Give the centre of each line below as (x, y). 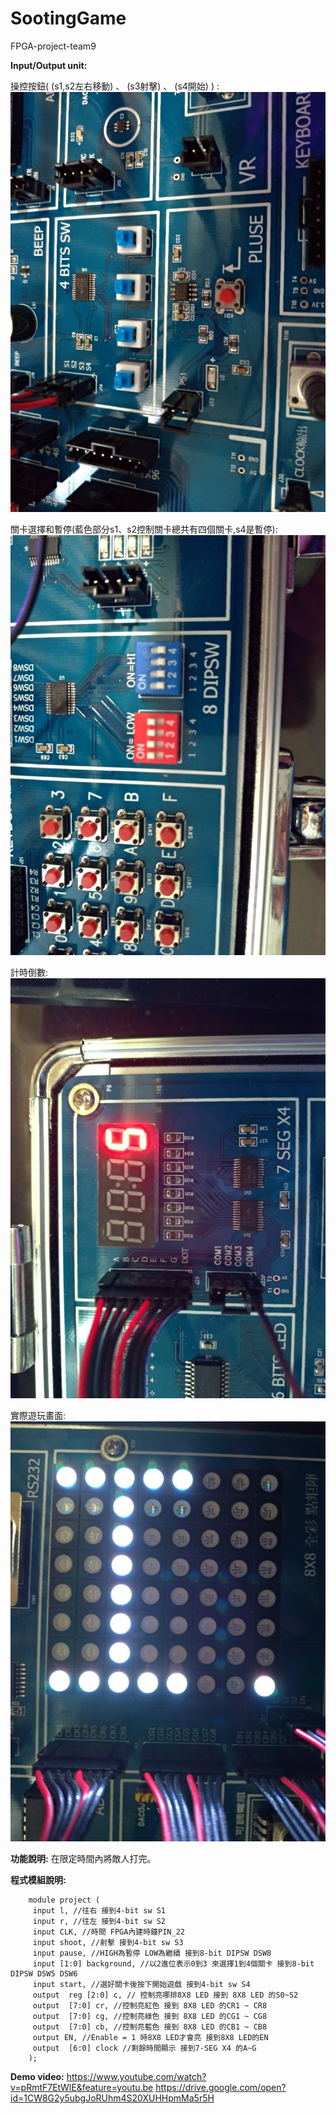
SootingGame (68, 18)
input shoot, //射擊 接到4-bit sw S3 (108, 1942)
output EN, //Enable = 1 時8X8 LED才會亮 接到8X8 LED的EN (150, 2037)
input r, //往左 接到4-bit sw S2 (99, 1921)
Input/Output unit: (49, 65)
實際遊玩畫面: (38, 1415)
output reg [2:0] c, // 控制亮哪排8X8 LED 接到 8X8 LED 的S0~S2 (165, 1995)
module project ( (64, 1900)
